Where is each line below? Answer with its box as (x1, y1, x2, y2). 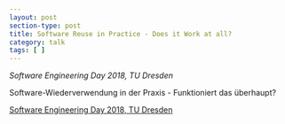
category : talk (9, 37, 66, 47)
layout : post (9, 12, 58, 22)
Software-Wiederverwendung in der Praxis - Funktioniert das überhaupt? (9, 88, 277, 98)
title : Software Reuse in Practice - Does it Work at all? (9, 29, 233, 38)
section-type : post (9, 21, 82, 30)
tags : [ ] (9, 46, 46, 55)
